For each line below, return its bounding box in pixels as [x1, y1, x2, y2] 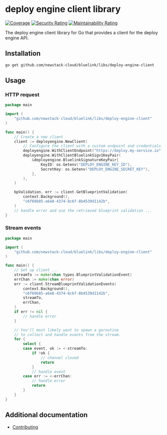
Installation [5, 49, 41, 58]
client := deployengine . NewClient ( [14, 139, 88, 144]
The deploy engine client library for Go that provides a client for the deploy [5, 29, 158, 35]
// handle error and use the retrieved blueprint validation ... [14, 208, 153, 213]
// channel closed [40, 355, 79, 360]
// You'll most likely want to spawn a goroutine [14, 327, 119, 332]
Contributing [12, 424, 38, 430]
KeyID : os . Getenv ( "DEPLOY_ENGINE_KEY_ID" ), [40, 162, 133, 167]
